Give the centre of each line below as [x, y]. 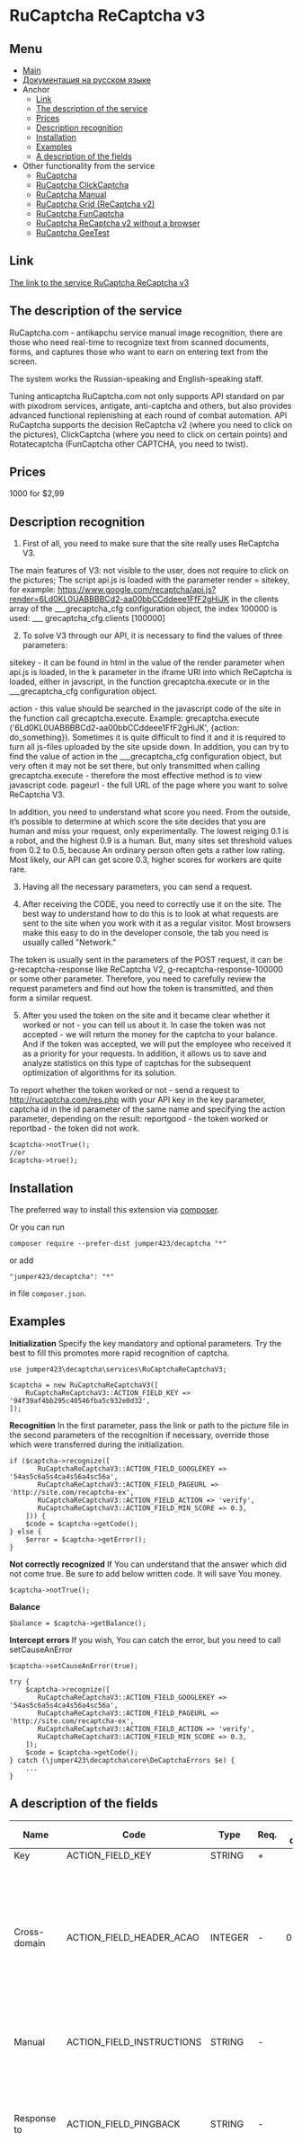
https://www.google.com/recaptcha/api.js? [137, 590]
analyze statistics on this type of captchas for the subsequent [137, 1063]
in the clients [254, 600]
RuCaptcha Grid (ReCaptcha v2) [95, 204]
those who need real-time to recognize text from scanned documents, [139, 342]
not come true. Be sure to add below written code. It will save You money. [146, 1573]
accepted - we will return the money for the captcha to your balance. [150, 1035]
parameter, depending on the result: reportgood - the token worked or [139, 1119]
